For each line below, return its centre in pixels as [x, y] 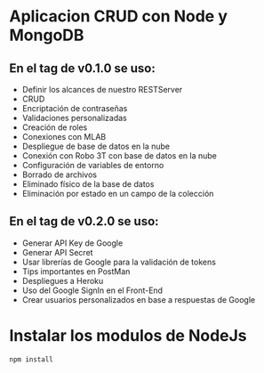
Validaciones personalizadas [74, 118]
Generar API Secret [57, 252]
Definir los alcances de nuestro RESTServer [102, 89]
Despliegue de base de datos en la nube [96, 146]
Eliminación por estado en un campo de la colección [118, 194]
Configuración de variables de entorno [93, 165]
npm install [31, 359]
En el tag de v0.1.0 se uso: [82, 68]
